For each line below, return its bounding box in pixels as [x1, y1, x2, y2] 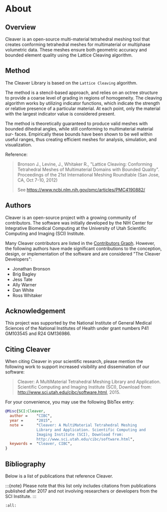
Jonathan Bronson [12, 265, 51, 271]
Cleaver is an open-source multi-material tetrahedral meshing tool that [5, 36, 150, 42]
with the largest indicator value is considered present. [5, 110, 116, 116]
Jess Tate [12, 276, 33, 282]
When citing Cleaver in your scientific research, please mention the [5, 358, 143, 364]
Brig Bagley [12, 271, 36, 277]
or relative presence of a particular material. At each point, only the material [5, 105, 161, 111]
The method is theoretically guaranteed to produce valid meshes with [5, 120, 148, 126]
